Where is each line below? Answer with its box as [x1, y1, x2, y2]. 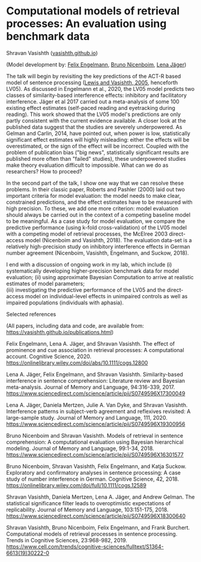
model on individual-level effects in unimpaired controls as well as [25, 292, 188, 300]
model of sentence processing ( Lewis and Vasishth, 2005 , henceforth [6, 79, 178, 86]
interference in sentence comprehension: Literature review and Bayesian [6, 377, 185, 384]
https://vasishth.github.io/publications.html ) [6, 328, 114, 335]
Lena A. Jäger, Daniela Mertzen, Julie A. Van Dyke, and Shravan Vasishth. [6, 401, 188, 408]
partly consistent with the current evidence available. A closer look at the [6, 117, 187, 124]
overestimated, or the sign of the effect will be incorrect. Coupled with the [6, 142, 188, 149]
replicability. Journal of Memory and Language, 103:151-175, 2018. [6, 506, 169, 513]
